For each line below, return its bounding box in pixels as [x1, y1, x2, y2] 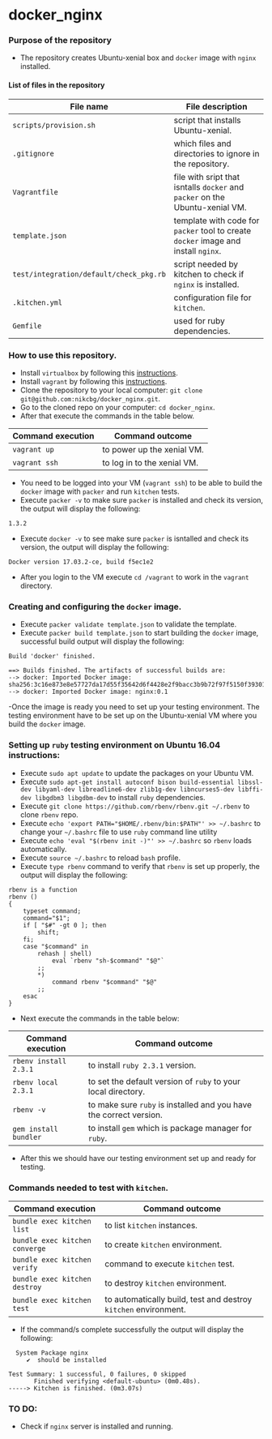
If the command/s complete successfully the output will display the [19, 1324, 244, 1334]
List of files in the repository [8, 80, 105, 90]
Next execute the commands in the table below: [19, 1013, 180, 1023]
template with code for [173, 215, 260, 226]
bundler [12, 1133, 42, 1141]
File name [70, 101, 109, 112]
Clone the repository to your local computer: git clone [19, 385, 203, 395]
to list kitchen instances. [104, 1219, 198, 1231]
